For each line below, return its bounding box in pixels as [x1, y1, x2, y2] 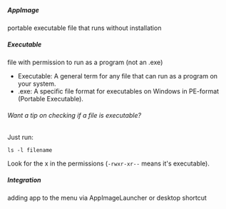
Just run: [7, 133, 34, 142]
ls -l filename [7, 147, 53, 154]
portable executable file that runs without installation [7, 24, 162, 32]
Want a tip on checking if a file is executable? [7, 111, 141, 119]
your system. [17, 79, 56, 88]
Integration [7, 175, 41, 184]
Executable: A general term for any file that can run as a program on [17, 71, 218, 80]
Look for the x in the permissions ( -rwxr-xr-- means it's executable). [7, 159, 210, 168]
